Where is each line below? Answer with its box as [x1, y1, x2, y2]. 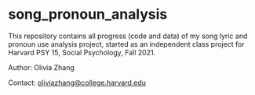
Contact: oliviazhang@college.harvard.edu [8, 78, 147, 87]
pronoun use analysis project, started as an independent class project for [8, 39, 245, 48]
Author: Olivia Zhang [8, 62, 75, 72]
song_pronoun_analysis [8, 5, 168, 23]
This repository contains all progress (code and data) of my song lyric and [8, 31, 248, 40]
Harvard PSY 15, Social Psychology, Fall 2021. [8, 47, 156, 57]
